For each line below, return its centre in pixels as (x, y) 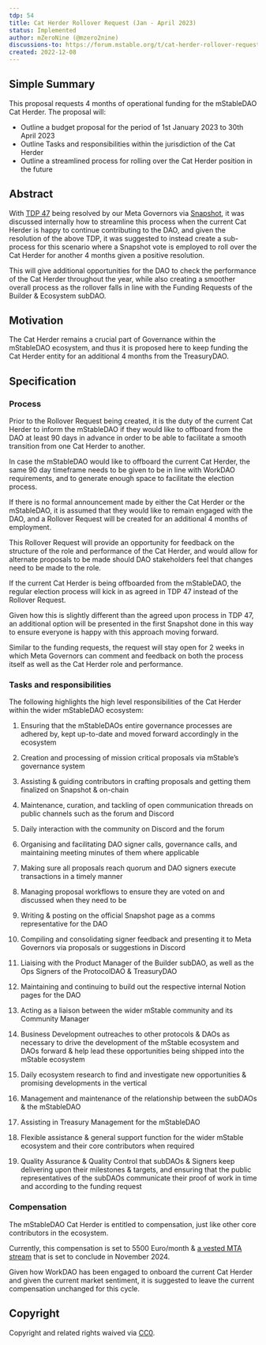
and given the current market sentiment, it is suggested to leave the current (132, 1280)
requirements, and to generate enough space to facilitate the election (122, 479)
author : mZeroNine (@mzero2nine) (64, 38)
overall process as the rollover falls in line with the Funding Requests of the (131, 287)
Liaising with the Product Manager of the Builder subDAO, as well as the (137, 963)
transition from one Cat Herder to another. (77, 446)
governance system (52, 766)
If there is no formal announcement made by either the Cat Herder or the (127, 502)
